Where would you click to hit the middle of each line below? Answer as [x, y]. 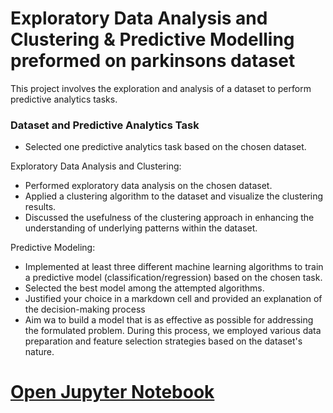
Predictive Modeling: [53, 248]
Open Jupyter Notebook [112, 392]
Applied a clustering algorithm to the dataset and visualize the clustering [174, 196]
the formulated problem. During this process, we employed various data [173, 331]
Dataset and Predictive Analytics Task [105, 125]
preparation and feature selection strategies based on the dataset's [163, 341]
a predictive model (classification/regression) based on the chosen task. [173, 278]
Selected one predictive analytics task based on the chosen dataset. [165, 147]
